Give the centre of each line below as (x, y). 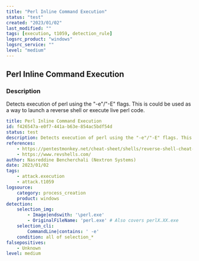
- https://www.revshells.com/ (54, 154)
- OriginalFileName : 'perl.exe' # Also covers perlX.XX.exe (103, 221)
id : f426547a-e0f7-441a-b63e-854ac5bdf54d (59, 127)
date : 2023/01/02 (28, 165)
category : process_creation (51, 193)
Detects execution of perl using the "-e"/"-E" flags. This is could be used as (99, 104)
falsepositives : (26, 243)
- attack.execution (41, 176)
